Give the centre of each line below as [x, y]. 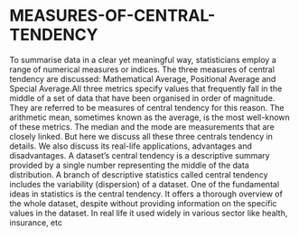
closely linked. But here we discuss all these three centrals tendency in [141, 136]
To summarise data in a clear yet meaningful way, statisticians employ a [143, 59]
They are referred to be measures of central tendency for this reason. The [147, 107]
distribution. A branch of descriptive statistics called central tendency [139, 174]
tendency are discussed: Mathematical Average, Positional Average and [143, 78]
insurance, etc [36, 223]
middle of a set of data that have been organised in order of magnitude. [142, 98]
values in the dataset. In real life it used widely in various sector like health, [149, 213]
